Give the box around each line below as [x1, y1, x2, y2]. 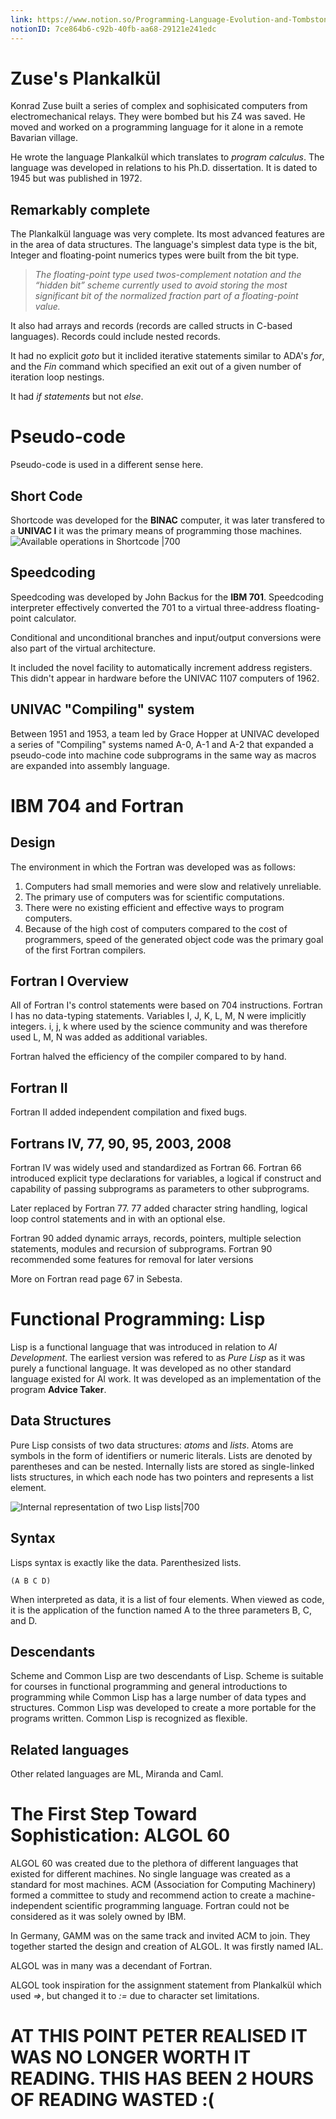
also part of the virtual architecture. [10, 642, 157, 654]
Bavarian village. [10, 132, 79, 144]
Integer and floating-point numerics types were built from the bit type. [10, 249, 300, 261]
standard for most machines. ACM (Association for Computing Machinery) [10, 1879, 317, 1891]
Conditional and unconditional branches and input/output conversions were [10, 631, 322, 643]
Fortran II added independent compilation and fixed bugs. [10, 1106, 248, 1118]
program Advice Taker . [10, 1384, 107, 1395]
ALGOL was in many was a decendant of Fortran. [10, 1960, 213, 1972]
